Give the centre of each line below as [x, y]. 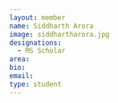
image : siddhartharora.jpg [59, 34]
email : [21, 76]
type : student [36, 84]
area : [19, 59]
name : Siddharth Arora [51, 26]
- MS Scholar [42, 51]
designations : [36, 43]
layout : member [38, 17]
